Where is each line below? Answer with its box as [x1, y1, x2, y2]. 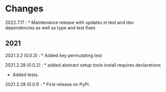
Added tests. [12, 72, 39, 78]
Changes [5, 3, 43, 14]
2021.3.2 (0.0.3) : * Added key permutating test [5, 52, 102, 58]
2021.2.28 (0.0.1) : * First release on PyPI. [5, 81, 90, 87]
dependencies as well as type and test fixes [5, 24, 96, 30]
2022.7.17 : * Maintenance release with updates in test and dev [5, 19, 134, 25]
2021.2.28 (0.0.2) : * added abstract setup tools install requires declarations [5, 62, 161, 68]
